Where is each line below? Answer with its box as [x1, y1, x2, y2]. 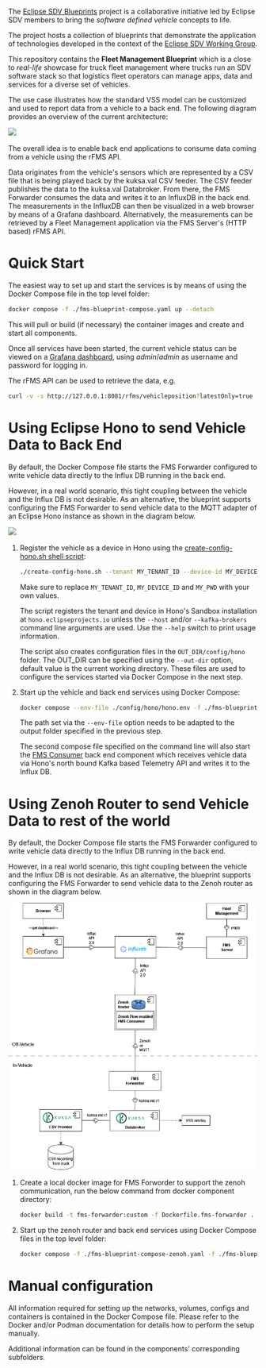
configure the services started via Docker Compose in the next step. [19, 672, 243, 681]
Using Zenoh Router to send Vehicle [8, 795, 249, 813]
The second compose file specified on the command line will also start [19, 742, 251, 751]
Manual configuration [8, 1277, 154, 1295]
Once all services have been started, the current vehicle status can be [8, 343, 237, 353]
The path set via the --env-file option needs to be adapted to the [19, 718, 235, 727]
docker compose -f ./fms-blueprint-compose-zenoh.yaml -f [19, 1250, 215, 1258]
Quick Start [8, 254, 85, 272]
